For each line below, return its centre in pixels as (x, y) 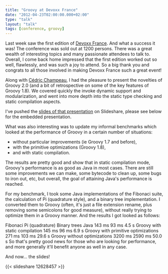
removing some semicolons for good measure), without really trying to (78, 210)
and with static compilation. (41, 153)
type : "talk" (19, 19)
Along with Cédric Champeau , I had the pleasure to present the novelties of (84, 80)
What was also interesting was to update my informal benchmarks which (81, 127)
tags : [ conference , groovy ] (35, 29)
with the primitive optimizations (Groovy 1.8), (59, 147)
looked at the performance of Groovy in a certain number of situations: (79, 132)
